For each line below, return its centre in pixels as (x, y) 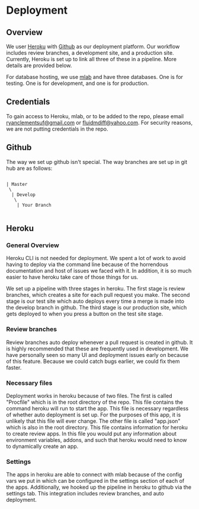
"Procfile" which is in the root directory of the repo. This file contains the (95, 402)
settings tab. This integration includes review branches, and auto (85, 494)
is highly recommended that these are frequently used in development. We (97, 349)
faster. (14, 367)
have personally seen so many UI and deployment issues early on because (97, 355)
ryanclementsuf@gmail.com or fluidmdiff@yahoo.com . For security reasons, (99, 122)
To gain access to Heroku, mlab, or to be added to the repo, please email (95, 116)
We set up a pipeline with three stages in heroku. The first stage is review (96, 289)
